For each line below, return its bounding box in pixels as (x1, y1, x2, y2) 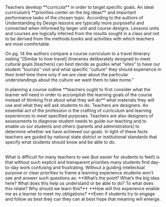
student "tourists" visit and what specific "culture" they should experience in (5, 66, 162, 72)
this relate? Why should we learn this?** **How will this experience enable (5, 186, 160, 191)
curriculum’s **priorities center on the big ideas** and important (5, 9, 136, 15)
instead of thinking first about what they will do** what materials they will (5, 97, 155, 103)
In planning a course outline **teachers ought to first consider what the (5, 87, 151, 92)
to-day (5, 164, 19, 170)
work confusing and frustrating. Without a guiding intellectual (19, 164, 145, 170)
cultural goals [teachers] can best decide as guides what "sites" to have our (5, 61, 161, 67)
